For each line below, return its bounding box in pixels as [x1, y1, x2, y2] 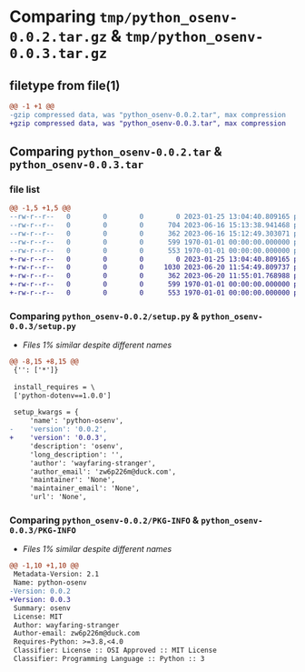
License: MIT [13, 612, 64, 621]
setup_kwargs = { [13, 407, 79, 417]
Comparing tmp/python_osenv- [9, 6, 239, 27]
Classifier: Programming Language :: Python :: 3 [13, 655, 205, 664]
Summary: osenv [13, 603, 71, 613]
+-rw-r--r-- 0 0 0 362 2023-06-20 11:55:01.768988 [9, 271, 290, 281]
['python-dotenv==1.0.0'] [13, 391, 112, 400]
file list [9, 183, 41, 196]
